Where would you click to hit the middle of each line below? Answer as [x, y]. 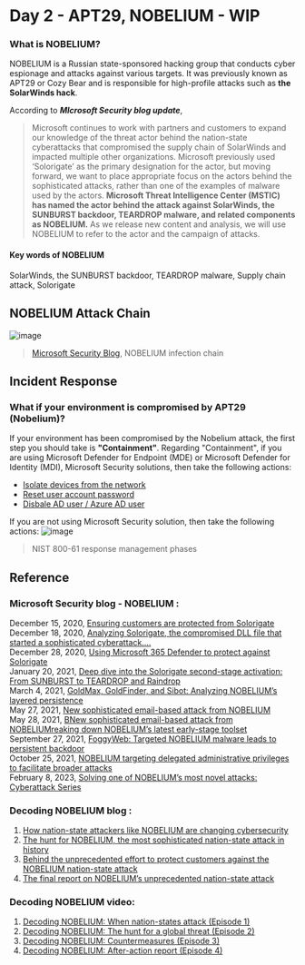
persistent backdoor [47, 748]
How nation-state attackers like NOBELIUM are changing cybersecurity [155, 831]
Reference [39, 577]
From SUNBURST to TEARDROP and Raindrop [95, 681]
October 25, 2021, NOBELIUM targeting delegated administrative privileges [149, 758]
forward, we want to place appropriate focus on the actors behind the [162, 176]
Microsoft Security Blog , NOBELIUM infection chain [128, 353]
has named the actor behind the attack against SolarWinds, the [153, 205]
